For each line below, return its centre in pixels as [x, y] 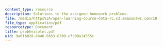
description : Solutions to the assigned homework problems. [67, 14]
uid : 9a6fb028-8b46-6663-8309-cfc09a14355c [50, 36]
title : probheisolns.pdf [30, 32]
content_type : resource [29, 9]
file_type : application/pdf [33, 23]
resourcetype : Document [29, 27]
